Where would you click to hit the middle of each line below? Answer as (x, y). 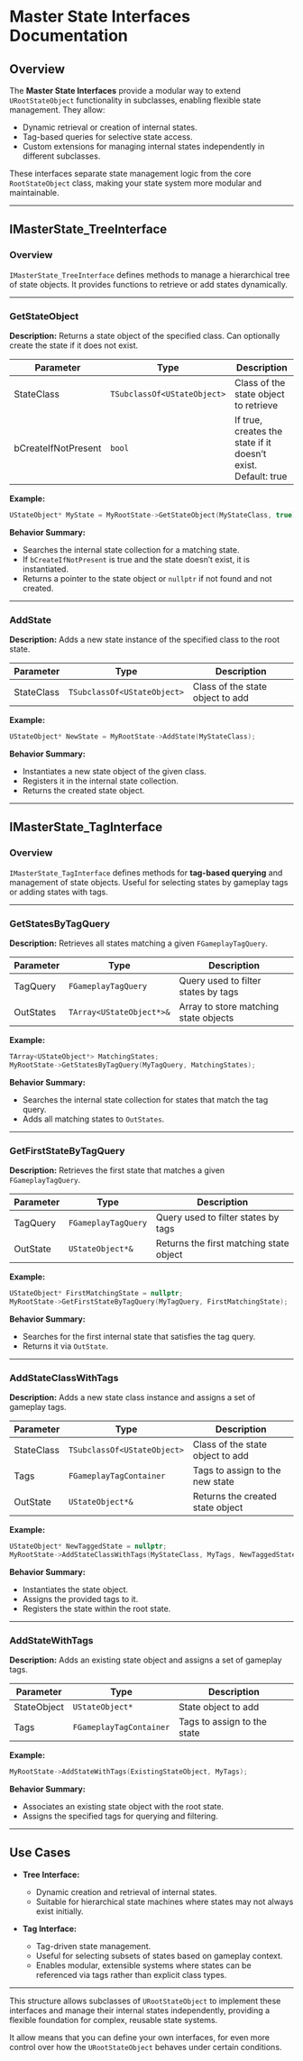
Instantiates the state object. (75, 1589)
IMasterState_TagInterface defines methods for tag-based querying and (146, 873)
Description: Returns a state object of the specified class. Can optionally (145, 335)
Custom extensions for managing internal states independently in (143, 147)
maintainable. (34, 192)
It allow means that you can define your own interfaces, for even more (140, 2037)
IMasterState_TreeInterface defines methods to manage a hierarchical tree (150, 275)
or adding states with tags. (59, 892)
